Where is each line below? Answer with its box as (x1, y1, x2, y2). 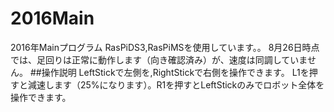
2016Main (10, 7, 95, 30)
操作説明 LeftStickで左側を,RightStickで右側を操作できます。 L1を (41, 66, 310, 78)
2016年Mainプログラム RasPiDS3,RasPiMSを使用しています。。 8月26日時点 (10, 41, 320, 53)
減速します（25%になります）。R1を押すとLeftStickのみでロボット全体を (27, 78, 325, 91)
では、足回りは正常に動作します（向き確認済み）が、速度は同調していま (10, 53, 308, 66)
